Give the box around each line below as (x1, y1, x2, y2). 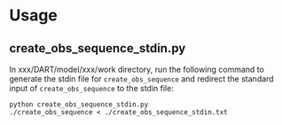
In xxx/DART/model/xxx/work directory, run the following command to (9, 64, 264, 74)
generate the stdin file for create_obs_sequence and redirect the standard (9, 74, 274, 84)
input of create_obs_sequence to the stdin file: (9, 83, 175, 93)
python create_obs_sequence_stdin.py (9, 100, 149, 109)
